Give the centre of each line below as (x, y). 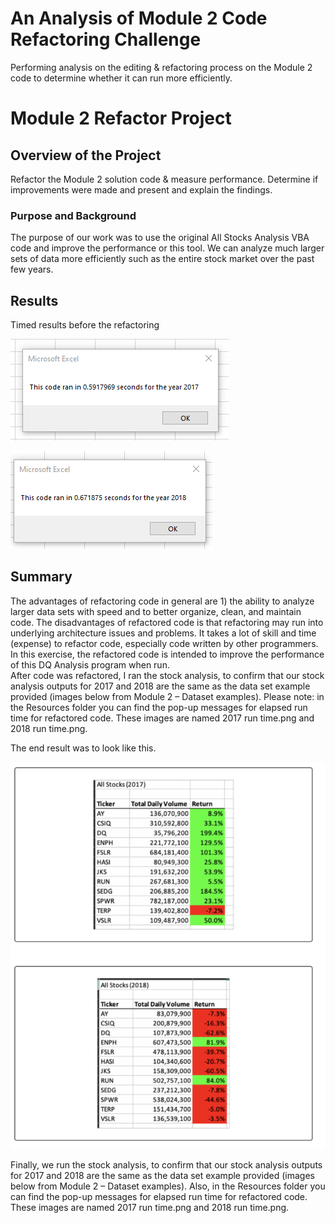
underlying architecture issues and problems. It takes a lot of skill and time (163, 633)
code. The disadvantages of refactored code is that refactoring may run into (167, 622)
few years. (32, 269)
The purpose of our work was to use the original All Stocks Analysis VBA (160, 238)
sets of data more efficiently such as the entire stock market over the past (162, 259)
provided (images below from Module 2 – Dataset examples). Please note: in (167, 696)
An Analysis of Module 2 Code (139, 18)
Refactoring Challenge (106, 39)
